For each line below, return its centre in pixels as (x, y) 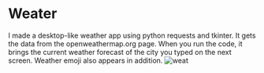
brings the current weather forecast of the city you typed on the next (120, 52)
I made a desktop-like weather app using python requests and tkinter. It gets (132, 35)
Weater (33, 14)
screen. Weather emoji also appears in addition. (86, 60)
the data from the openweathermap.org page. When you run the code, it (125, 43)
